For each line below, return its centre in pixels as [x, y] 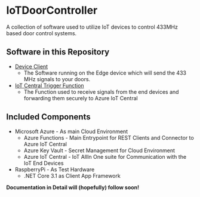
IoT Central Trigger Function [50, 85]
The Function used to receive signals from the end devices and [101, 92]
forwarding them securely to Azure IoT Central [81, 98]
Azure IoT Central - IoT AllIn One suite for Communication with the [105, 156]
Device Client [31, 66]
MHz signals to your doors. [57, 79]
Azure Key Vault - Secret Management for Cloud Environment [99, 150]
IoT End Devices [44, 163]
